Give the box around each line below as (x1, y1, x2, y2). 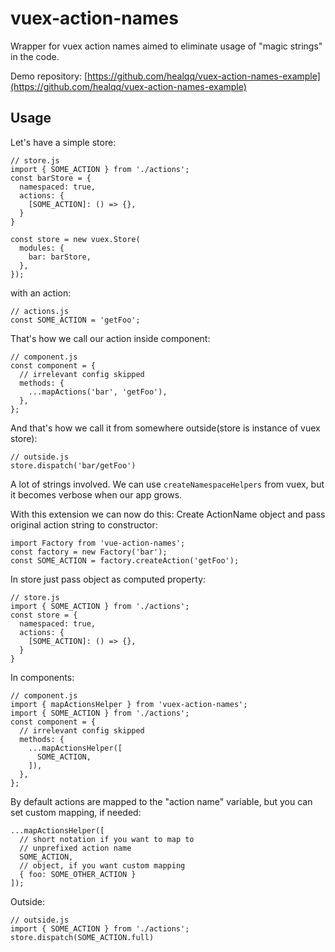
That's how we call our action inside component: (10, 332, 211, 344)
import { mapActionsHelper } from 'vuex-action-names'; (10, 699, 248, 709)
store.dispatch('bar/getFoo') (10, 460, 137, 471)
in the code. (10, 50, 60, 62)
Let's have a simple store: (10, 136, 117, 148)
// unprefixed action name (19, 843, 132, 853)
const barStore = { (10, 173, 92, 183)
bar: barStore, (28, 252, 92, 262)
